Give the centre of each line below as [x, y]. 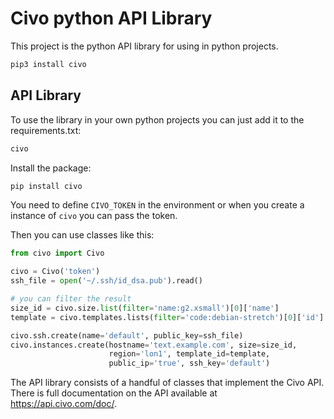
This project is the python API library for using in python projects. [144, 46]
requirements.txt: [46, 130]
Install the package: [51, 168]
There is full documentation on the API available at [114, 393]
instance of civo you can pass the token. [94, 216]
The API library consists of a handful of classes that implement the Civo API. [167, 383]
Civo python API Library [111, 18]
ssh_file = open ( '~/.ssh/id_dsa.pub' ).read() [106, 281]
